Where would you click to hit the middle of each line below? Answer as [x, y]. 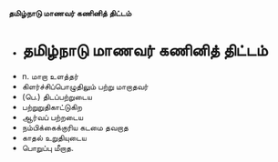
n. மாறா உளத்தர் [50, 76]
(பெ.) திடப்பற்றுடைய [57, 96]
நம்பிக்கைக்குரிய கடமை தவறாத [75, 127]
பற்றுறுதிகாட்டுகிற [52, 106]
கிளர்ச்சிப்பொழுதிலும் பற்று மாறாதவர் [85, 86]
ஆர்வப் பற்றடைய [52, 116]
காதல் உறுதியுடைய [54, 137]
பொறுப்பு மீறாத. [47, 147]
